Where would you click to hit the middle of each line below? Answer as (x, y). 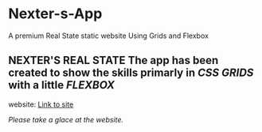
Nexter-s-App (55, 14)
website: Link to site (41, 104)
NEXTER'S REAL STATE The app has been (113, 60)
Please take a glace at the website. (66, 119)
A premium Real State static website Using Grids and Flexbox (109, 36)
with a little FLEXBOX (62, 85)
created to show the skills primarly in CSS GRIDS (131, 73)
